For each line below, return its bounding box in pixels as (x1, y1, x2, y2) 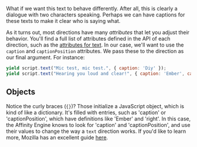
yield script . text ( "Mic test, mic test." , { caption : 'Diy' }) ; (6, 65, 167, 71)
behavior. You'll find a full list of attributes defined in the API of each (6, 35, 171, 42)
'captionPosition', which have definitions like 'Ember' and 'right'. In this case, (6, 115, 191, 122)
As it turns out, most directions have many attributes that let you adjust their (6, 29, 189, 36)
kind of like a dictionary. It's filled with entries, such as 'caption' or (6, 109, 166, 116)
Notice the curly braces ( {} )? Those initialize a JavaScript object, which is (6, 102, 185, 109)
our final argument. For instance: (6, 54, 85, 61)
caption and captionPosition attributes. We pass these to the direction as (6, 48, 184, 55)
